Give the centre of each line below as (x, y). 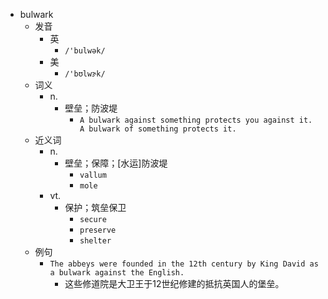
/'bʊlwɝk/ (85, 74)
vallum (93, 175)
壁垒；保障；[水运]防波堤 (116, 163)
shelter (95, 241)
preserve (98, 230)
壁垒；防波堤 (91, 108)
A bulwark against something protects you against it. (196, 120)
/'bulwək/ (85, 51)
